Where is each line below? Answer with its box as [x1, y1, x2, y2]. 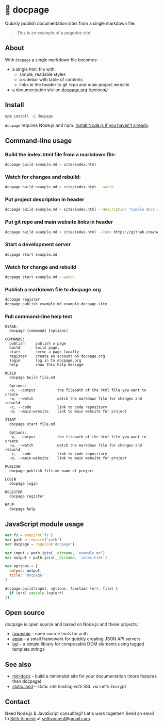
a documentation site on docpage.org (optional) [12, 87, 108, 93]
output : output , [9, 568, 42, 573]
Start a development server [5, 241, 71, 248]
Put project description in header [5, 196, 84, 203]
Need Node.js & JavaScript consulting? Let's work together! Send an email [5, 710, 154, 716]
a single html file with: [12, 66, 56, 72]
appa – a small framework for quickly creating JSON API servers [12, 636, 141, 642]
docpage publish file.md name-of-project [9, 468, 95, 474]
